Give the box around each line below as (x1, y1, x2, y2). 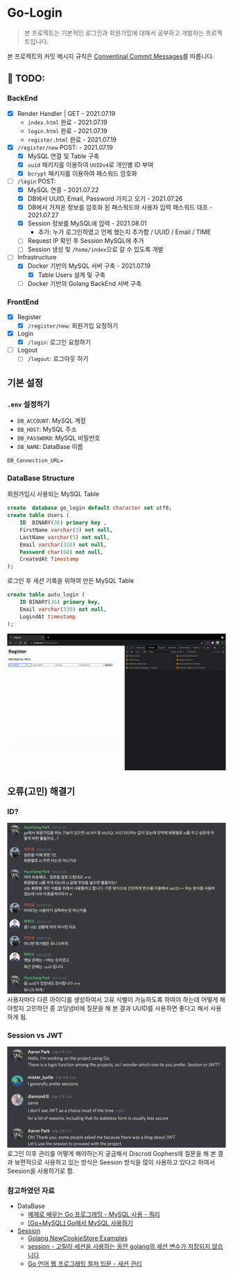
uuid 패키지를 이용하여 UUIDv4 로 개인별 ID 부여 (27, 160, 154, 169)
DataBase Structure (7, 473, 75, 483)
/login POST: (17, 177, 56, 185)
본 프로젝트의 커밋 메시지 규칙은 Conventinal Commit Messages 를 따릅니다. (7, 52, 215, 60)
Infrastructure (17, 253, 57, 262)
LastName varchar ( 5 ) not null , (19, 534, 110, 541)
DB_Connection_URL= (7, 457, 64, 464)
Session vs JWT (7, 1030, 63, 1040)
